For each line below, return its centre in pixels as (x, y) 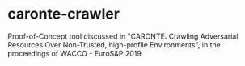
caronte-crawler (64, 14)
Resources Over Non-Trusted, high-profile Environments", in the (114, 44)
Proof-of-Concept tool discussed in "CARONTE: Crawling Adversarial (123, 36)
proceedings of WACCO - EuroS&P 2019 (75, 53)
